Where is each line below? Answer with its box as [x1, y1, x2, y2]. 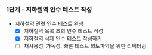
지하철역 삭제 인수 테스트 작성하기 [23, 35, 103, 42]
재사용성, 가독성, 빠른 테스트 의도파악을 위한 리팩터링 [23, 42, 147, 50]
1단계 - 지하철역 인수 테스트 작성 [6, 5, 92, 13]
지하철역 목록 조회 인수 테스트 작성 [23, 27, 104, 35]
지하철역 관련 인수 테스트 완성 [14, 20, 83, 27]
